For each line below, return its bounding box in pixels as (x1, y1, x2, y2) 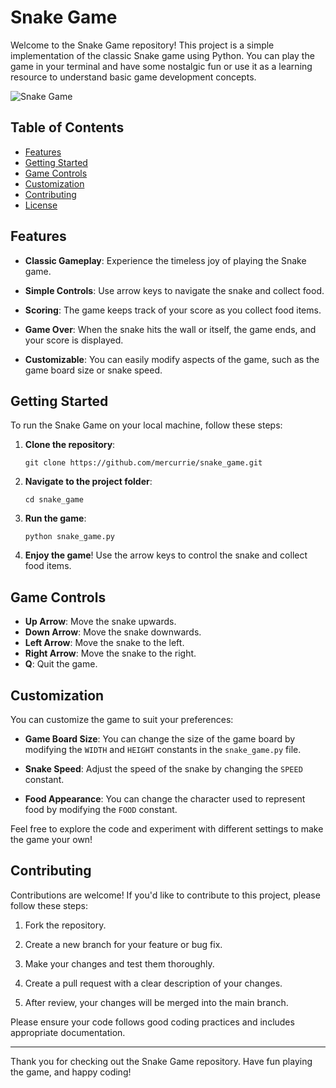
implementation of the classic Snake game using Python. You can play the (10, 49, 315, 61)
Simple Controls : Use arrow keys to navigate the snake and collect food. (24, 284, 325, 296)
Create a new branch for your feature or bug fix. (24, 938, 223, 950)
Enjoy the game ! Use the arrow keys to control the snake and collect (24, 549, 308, 561)
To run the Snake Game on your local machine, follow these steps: (10, 419, 283, 431)
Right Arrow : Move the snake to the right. (24, 647, 197, 660)
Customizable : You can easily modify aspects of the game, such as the (24, 353, 320, 365)
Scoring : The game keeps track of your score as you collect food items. (24, 304, 322, 316)
